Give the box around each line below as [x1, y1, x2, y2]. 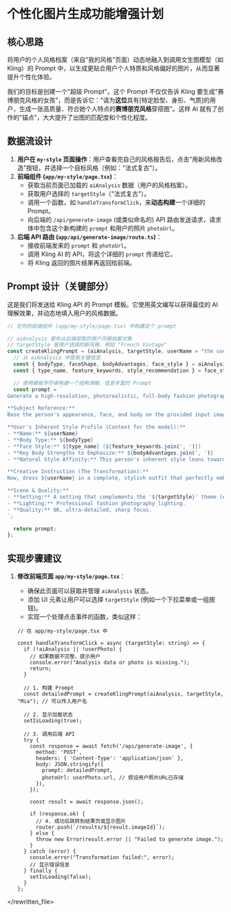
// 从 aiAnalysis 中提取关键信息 [13, 355, 101, 361]
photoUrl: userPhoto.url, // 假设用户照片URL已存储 [42, 774, 184, 782]
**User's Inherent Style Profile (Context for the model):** [7, 424, 186, 431]
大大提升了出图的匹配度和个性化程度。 [43, 113, 152, 121]
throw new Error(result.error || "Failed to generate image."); [35, 836, 224, 843]
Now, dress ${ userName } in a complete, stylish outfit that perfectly [7, 475, 214, 482]
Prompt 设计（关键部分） [7, 281, 114, 293]
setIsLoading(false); [30, 873, 91, 880]
